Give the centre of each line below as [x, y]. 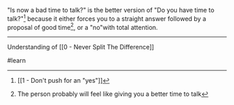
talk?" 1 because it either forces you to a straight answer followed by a [107, 18]
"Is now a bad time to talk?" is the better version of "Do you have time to [111, 10]
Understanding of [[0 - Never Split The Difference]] [81, 47]
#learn [17, 60]
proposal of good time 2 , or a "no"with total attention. [83, 26]
